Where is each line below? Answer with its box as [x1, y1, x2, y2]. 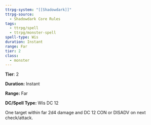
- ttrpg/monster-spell [9, 30, 56, 35]
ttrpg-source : [5, 12, 35, 17]
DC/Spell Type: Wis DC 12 [5, 100, 59, 106]
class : [5, 53, 19, 58]
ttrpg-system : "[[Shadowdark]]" [5, 7, 72, 12]
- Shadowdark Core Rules [9, 16, 61, 21]
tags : [5, 21, 16, 26]
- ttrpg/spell [9, 26, 38, 31]
